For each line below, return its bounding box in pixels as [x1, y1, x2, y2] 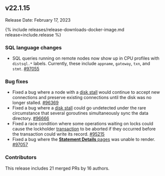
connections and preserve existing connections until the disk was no [12, 95, 152, 101]
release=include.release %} [5, 32, 62, 37]
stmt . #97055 [12, 66, 39, 72]
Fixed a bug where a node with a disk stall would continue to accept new [12, 89, 160, 95]
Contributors [5, 154, 37, 161]
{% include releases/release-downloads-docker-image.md [5, 27, 125, 33]
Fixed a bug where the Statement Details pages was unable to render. [12, 137, 156, 142]
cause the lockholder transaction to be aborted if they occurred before [12, 126, 156, 132]
